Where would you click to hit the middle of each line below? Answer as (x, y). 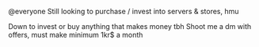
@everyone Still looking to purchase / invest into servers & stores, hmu (124, 11)
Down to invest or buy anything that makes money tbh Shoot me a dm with (130, 26)
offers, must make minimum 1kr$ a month (76, 35)
